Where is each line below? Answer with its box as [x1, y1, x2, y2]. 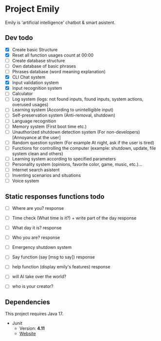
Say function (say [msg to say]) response [12, 254, 95, 260]
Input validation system [12, 80, 59, 86]
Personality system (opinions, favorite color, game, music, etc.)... [12, 161, 143, 167]
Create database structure [12, 58, 65, 63]
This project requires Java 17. [5, 311, 64, 317]
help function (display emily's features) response [12, 264, 110, 270]
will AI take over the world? [12, 274, 67, 280]
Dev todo [5, 34, 33, 42]
